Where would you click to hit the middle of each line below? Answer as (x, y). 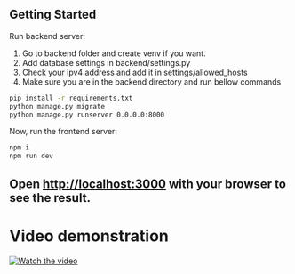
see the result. (50, 198)
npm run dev (31, 156)
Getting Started (53, 15)
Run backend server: (48, 36)
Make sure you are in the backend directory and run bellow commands (151, 81)
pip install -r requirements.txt (71, 98)
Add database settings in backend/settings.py (106, 62)
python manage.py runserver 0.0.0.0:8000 (87, 115)
